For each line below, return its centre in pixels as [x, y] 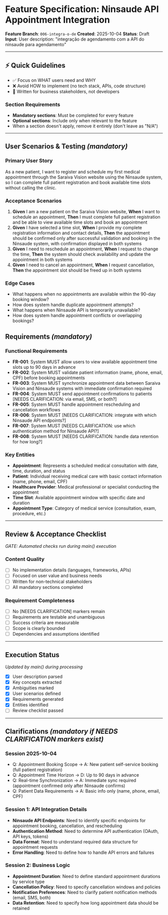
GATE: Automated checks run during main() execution [61, 546]
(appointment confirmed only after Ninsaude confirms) [69, 786]
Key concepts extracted [37, 682]
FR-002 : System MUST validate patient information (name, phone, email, [87, 373]
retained [21, 908]
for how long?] [27, 442]
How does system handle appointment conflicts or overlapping [77, 316]
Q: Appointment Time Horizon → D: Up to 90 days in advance [75, 775]
